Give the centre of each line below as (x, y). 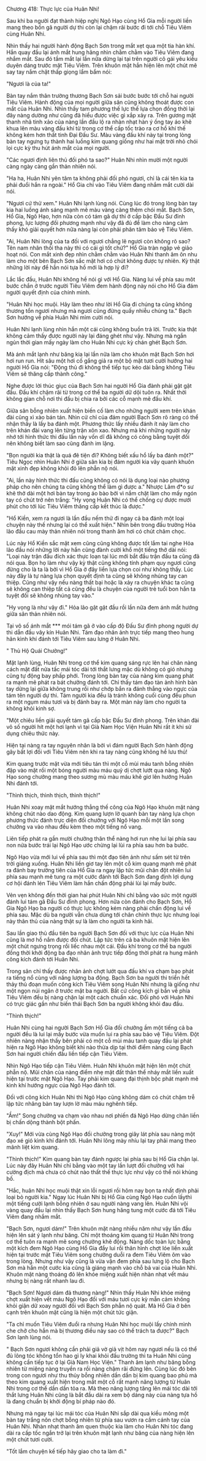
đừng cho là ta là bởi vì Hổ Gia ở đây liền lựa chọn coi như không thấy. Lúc (100, 569)
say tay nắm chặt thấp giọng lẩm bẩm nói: (59, 72)
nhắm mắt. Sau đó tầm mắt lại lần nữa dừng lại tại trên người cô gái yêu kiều (102, 59)
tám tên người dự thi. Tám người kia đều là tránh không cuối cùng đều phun (101, 695)
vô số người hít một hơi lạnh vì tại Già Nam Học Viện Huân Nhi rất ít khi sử (99, 727)
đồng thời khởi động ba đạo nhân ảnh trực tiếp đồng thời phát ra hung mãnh (102, 953)
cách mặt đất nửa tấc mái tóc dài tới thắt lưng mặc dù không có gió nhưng (100, 669)
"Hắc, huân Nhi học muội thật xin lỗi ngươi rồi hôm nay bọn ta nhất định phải (103, 1191)
